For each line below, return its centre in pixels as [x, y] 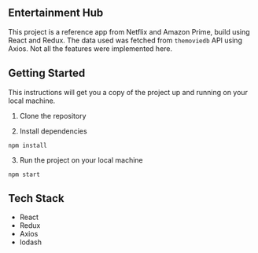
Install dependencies [53, 131]
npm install [28, 145]
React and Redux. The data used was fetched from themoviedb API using [125, 40]
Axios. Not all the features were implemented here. [90, 48]
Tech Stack [36, 198]
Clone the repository [53, 115]
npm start [24, 174]
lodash [30, 242]
